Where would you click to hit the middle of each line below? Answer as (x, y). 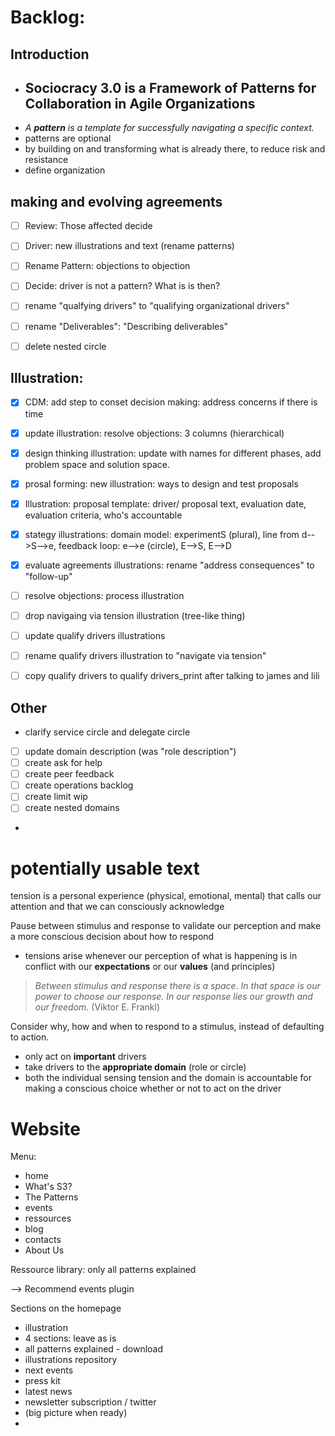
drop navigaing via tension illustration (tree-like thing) (135, 615)
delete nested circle (65, 346)
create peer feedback (69, 774)
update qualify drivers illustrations (95, 636)
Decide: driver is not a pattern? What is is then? (122, 286)
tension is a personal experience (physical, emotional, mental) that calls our (166, 896)
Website (45, 1128)
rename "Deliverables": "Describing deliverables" (126, 326)
